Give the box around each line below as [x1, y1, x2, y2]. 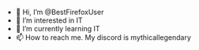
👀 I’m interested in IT [15, 16, 83, 25]
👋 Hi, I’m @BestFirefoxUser [15, 8, 104, 16]
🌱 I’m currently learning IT [15, 24, 100, 33]
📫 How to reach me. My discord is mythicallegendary [15, 33, 191, 42]
